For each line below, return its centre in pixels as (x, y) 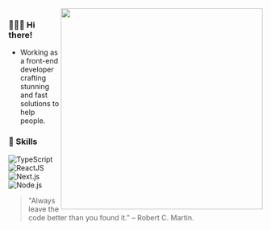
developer (37, 70)
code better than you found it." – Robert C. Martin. (111, 217)
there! (21, 35)
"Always (42, 200)
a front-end (39, 61)
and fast (34, 95)
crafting (33, 78)
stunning (35, 87)
